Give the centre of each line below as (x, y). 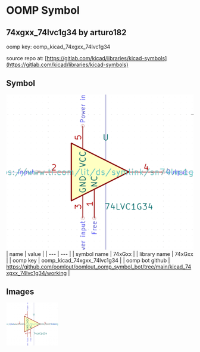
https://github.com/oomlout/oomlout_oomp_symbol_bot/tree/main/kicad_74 (99, 267)
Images (20, 292)
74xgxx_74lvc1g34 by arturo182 (66, 33)
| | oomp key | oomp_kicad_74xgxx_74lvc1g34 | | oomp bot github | (88, 260)
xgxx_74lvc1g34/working (37, 273)
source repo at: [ (26, 58)
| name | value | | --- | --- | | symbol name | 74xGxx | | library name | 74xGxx (100, 254)
